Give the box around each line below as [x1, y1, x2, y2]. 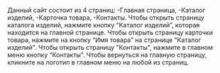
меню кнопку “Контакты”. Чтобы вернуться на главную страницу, [7, 51, 207, 59]
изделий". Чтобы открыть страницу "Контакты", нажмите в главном [7, 44, 213, 51]
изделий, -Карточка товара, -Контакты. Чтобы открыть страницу [7, 13, 204, 22]
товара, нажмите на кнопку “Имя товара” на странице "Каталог [7, 36, 202, 44]
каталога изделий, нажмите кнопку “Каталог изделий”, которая [7, 21, 200, 29]
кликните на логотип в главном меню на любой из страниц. [7, 58, 189, 66]
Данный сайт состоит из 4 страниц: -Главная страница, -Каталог [7, 6, 206, 14]
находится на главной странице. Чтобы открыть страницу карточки [7, 28, 213, 36]
